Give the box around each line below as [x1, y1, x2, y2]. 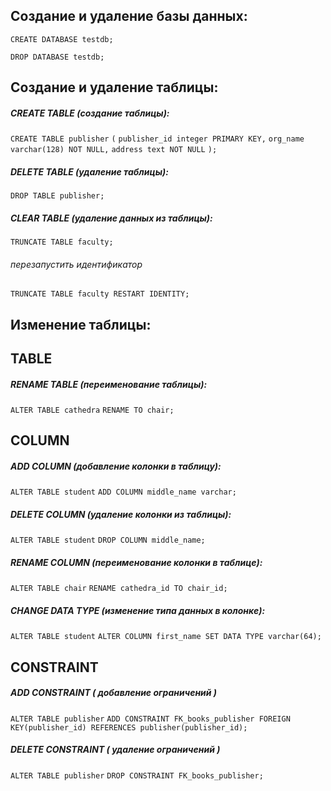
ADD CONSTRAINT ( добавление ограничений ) [10, 687, 218, 699]
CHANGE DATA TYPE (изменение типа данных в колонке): [10, 604, 266, 616]
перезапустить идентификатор [10, 258, 143, 270]
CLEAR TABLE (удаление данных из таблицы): [10, 212, 213, 224]
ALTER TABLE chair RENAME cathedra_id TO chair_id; [10, 584, 228, 594]
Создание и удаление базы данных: [10, 8, 248, 25]
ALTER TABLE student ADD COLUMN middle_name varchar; [10, 487, 237, 498]
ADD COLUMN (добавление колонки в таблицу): [10, 460, 222, 473]
